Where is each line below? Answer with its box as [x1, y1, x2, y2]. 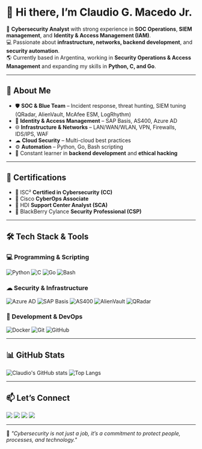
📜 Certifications [6, 173, 67, 183]
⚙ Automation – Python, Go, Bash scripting [14, 143, 123, 150]
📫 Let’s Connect [6, 393, 70, 403]
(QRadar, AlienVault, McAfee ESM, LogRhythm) [14, 111, 131, 118]
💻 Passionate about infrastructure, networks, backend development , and [6, 39, 193, 46]
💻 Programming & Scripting [6, 253, 90, 261]
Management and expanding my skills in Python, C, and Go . [6, 63, 156, 70]
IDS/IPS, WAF [14, 130, 49, 137]
